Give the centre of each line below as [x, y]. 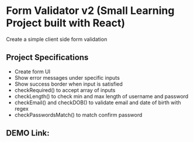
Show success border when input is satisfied [68, 84]
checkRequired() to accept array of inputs [65, 90]
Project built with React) [66, 23]
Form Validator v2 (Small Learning [90, 11]
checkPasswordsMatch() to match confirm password [78, 115]
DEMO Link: [28, 133]
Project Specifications [47, 57]
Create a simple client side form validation [57, 39]
